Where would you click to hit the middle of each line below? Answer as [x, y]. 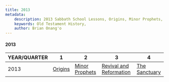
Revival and [115, 66]
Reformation [116, 72]
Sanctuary [149, 72]
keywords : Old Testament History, [50, 24]
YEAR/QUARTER [28, 57]
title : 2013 [18, 10]
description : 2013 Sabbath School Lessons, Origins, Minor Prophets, [89, 19]
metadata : [16, 14]
